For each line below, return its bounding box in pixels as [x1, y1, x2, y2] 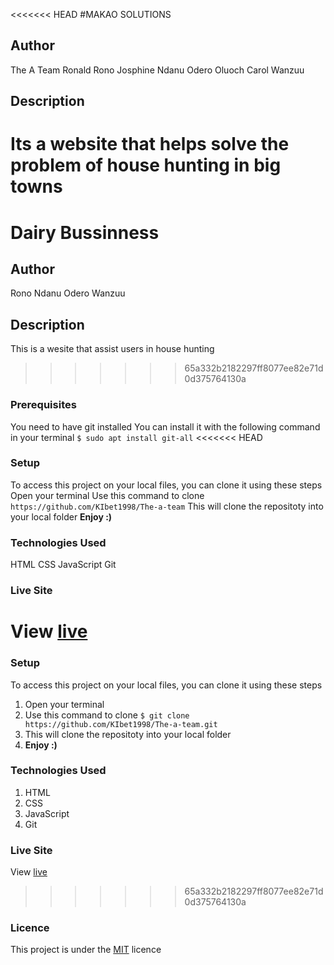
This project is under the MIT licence [10, 944, 162, 956]
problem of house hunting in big [10, 154, 282, 177]
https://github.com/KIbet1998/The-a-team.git [24, 719, 218, 729]
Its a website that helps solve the [10, 133, 290, 156]
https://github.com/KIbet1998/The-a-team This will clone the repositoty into [10, 500, 324, 512]
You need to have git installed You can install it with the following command [10, 420, 321, 433]
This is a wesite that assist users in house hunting [10, 343, 215, 355]
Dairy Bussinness [10, 221, 160, 244]
